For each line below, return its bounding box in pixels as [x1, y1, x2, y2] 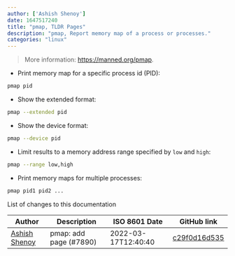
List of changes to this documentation [7, 200, 117, 208]
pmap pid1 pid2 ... [7, 187, 64, 194]
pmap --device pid [7, 134, 61, 142]
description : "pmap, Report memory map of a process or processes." [7, 29, 211, 37]
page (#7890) [50, 237, 97, 247]
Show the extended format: [17, 95, 97, 104]
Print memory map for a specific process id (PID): [17, 69, 161, 78]
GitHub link [179, 216, 218, 226]
